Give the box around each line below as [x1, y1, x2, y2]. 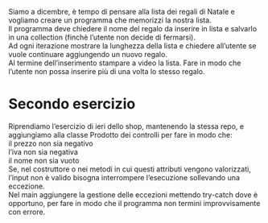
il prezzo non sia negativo [8, 138, 94, 148]
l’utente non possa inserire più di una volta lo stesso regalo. [8, 67, 205, 76]
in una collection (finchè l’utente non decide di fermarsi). [8, 32, 196, 42]
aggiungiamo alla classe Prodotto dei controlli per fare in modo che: [8, 130, 233, 139]
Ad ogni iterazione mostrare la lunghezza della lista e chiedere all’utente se [8, 41, 257, 51]
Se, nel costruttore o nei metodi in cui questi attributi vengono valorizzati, [8, 164, 251, 174]
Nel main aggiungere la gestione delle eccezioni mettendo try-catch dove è [8, 189, 258, 200]
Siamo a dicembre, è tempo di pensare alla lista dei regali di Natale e [8, 7, 235, 16]
